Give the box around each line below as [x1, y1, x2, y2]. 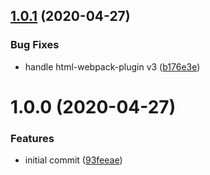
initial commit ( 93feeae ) [24, 154, 123, 166]
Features [10, 131, 55, 145]
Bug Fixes [10, 38, 60, 52]
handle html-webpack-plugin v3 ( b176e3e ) [24, 60, 201, 73]
